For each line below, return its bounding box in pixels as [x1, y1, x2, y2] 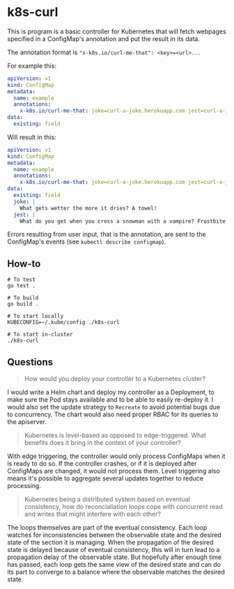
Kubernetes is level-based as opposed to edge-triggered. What [24, 431, 207, 439]
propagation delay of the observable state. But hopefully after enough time [7, 553, 222, 561]
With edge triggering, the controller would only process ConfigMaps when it [7, 452, 226, 460]
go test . [7, 283, 36, 290]
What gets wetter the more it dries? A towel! [19, 205, 157, 212]
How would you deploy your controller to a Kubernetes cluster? [24, 375, 206, 383]
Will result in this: [7, 133, 57, 141]
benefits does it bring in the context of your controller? [24, 439, 181, 447]
